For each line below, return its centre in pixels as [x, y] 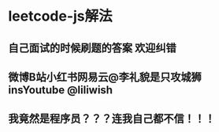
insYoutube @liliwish [60, 90]
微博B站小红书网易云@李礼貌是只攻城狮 [105, 77]
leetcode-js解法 [60, 16]
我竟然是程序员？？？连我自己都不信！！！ [111, 119]
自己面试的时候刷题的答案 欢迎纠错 [92, 48]
